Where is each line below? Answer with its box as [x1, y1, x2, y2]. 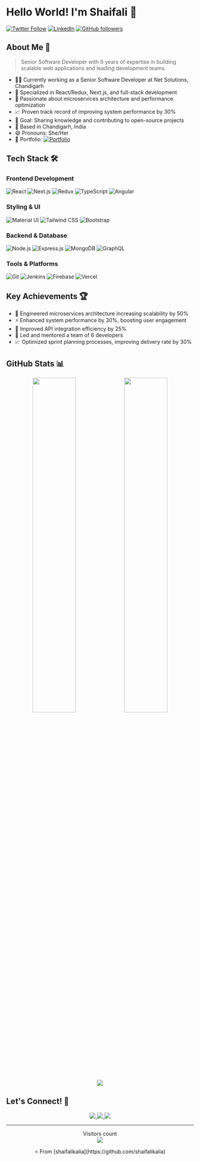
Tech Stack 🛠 [6, 154, 58, 164]
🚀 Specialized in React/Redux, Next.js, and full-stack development [14, 89, 177, 96]
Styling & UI [6, 203, 40, 211]
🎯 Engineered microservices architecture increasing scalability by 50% [14, 310, 189, 318]
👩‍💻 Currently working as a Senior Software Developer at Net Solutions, [14, 76, 189, 83]
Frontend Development [6, 175, 74, 183]
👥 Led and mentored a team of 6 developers [14, 332, 123, 339]
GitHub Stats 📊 [6, 359, 64, 369]
